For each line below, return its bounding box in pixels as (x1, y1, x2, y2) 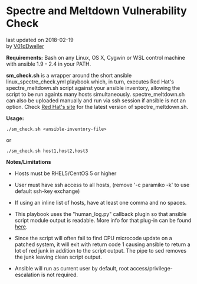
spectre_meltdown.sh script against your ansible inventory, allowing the (6, 84, 180, 91)
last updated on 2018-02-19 (6, 36, 74, 43)
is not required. (41, 271, 78, 278)
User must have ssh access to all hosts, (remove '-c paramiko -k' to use (14, 181, 190, 188)
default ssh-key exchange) (14, 188, 80, 195)
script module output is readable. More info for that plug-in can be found (14, 217, 192, 224)
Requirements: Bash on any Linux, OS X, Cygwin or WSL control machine (6, 54, 186, 61)
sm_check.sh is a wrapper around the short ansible (6, 72, 132, 79)
